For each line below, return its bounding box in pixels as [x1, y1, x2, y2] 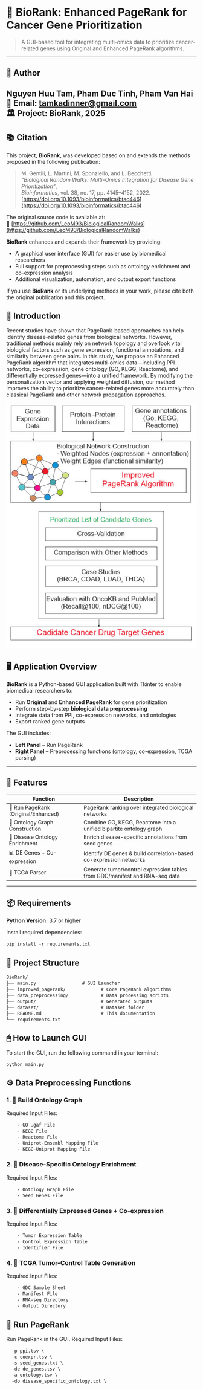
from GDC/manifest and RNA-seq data [83, 872, 180, 879]
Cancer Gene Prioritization [6, 18, 143, 32]
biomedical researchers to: [6, 687, 73, 694]
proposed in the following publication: [6, 158, 101, 165]
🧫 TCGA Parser [8, 869, 47, 876]
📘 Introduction [6, 311, 62, 321]
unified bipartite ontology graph [83, 825, 163, 833]
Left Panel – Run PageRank [14, 742, 83, 749]
